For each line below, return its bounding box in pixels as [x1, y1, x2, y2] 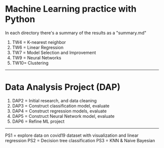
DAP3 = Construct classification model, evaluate [12, 103, 110, 109]
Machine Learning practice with [5, 3, 137, 15]
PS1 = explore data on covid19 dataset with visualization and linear [5, 132, 139, 138]
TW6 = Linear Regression [12, 44, 63, 50]
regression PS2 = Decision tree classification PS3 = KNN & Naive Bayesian [5, 137, 155, 143]
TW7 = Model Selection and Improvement [12, 50, 96, 55]
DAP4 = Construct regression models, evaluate [12, 108, 107, 114]
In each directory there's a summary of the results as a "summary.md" [5, 30, 146, 36]
